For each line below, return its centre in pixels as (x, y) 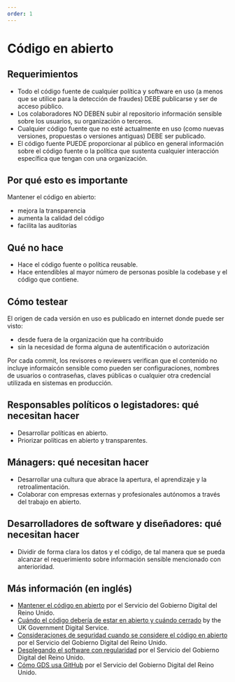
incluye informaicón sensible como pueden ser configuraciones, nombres (113, 368)
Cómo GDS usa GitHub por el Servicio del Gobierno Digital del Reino (116, 665)
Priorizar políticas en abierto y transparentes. (83, 440)
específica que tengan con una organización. (83, 158)
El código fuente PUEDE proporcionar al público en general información (120, 143)
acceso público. (41, 106)
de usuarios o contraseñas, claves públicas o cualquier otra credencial (109, 375)
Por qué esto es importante (67, 181)
